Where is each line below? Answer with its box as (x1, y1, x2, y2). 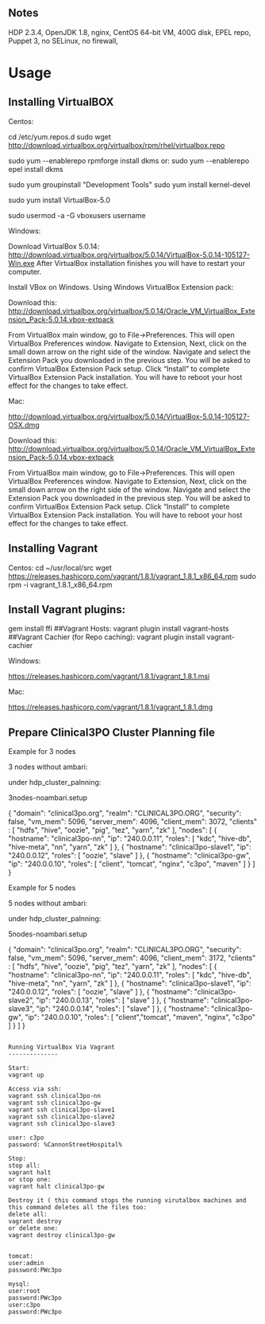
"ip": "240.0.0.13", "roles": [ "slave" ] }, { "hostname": (36, 995, 209, 1006)
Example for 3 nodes (8, 747, 76, 756)
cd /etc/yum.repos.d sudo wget (8, 131, 111, 142)
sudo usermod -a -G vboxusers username (8, 210, 146, 220)
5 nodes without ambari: (8, 899, 88, 908)
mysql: (8, 1280, 30, 1288)
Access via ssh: (8, 1085, 62, 1093)
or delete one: (8, 1224, 59, 1232)
